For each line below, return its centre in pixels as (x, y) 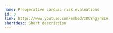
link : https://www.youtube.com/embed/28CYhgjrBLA (56, 18)
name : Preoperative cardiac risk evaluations (52, 9)
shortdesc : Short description (36, 23)
